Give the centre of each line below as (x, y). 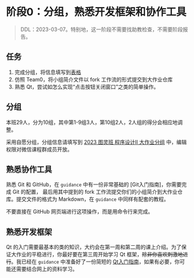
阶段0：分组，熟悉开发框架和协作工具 (96, 12)
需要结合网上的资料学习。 (47, 269)
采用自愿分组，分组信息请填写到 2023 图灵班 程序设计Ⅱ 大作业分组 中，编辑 (96, 142)
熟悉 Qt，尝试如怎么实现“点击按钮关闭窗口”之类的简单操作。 (87, 87)
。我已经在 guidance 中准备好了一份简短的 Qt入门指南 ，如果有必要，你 (96, 262)
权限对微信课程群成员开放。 (39, 149)
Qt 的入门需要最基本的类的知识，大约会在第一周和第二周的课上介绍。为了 (94, 247)
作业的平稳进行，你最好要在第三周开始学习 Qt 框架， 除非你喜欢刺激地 (100, 255)
